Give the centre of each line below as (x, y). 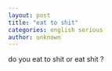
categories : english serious (56, 30)
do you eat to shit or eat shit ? (56, 59)
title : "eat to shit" (43, 23)
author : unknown (34, 37)
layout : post (29, 15)
